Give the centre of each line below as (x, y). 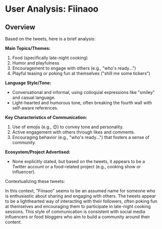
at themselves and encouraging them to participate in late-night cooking (78, 206)
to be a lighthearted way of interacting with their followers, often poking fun (81, 201)
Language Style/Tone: (28, 83)
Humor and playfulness (36, 63)
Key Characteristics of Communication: (46, 117)
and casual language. (34, 97)
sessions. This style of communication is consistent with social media (75, 212)
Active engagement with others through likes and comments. (74, 132)
